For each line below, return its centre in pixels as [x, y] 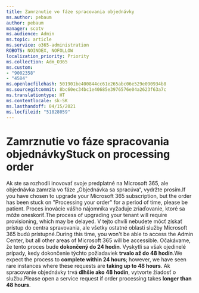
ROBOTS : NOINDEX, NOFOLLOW [40, 51]
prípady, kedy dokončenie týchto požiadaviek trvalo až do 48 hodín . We [94, 253]
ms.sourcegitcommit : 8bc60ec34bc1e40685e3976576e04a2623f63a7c [86, 90]
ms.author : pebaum [29, 17]
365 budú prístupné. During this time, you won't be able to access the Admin [100, 234]
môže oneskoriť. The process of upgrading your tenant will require [87, 215]
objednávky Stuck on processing [88, 154]
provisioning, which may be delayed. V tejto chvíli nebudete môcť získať [94, 221]
